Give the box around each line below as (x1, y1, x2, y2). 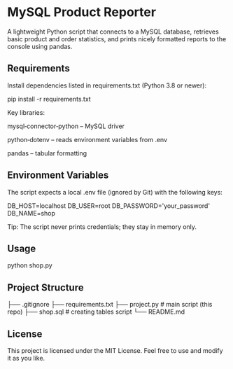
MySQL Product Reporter (7, 4, 156, 20)
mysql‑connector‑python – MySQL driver (7, 122, 125, 130)
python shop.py (7, 261, 52, 270)
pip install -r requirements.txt (7, 95, 91, 103)
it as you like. (7, 354, 45, 362)
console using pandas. (7, 42, 73, 50)
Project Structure (7, 281, 84, 293)
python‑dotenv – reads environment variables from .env (7, 135, 168, 144)
